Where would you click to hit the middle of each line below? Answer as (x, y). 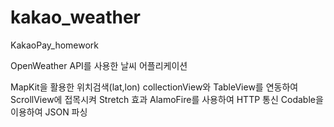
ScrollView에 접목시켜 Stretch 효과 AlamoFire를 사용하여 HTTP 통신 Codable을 (167, 99)
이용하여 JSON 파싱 (49, 112)
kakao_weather (75, 17)
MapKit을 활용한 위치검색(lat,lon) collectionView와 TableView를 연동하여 (154, 87)
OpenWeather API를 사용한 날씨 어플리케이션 (99, 65)
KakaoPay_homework (55, 45)
